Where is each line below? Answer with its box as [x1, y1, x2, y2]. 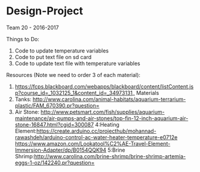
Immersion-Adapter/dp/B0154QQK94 [14, 146, 106, 153]
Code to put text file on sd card [14, 53, 92, 60]
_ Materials [132, 89, 159, 96]
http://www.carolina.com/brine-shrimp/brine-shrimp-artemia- [33, 152, 186, 159]
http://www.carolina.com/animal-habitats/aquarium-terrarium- [32, 96, 186, 103]
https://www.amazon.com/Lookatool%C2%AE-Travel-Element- [14, 140, 171, 147]
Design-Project [6, 4, 84, 18]
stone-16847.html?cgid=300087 [14, 121, 94, 128]
